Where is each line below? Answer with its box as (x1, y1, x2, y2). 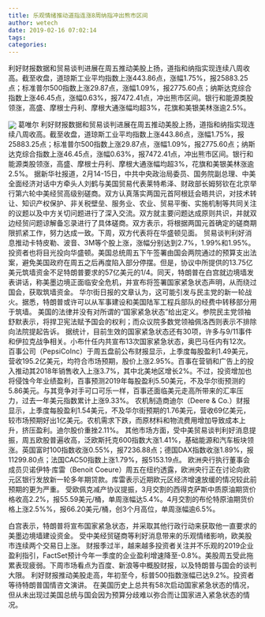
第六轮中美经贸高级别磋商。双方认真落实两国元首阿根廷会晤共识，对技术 (14, 189, 250, 198)
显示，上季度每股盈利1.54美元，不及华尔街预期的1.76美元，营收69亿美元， (8, 406, 251, 415)
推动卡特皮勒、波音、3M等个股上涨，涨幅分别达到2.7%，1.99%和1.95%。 (14, 238, 256, 248)
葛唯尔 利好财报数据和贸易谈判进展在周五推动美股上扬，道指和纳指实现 (17, 120, 248, 129)
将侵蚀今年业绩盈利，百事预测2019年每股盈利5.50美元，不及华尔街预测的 (8, 376, 246, 386)
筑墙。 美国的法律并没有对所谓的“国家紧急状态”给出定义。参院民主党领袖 (14, 307, 252, 316)
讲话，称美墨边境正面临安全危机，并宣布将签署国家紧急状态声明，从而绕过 (14, 278, 257, 287)
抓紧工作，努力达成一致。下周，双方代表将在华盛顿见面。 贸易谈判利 (14, 228, 238, 237)
